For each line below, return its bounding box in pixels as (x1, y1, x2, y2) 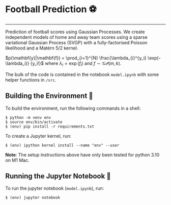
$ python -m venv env (5, 115, 51, 120)
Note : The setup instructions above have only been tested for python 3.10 (5, 151, 159, 158)
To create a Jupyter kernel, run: (5, 133, 71, 139)
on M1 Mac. (5, 157, 30, 163)
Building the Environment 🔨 (5, 92, 93, 100)
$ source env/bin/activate (5, 119, 63, 124)
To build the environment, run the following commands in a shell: (5, 105, 141, 111)
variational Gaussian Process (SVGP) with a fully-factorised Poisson (5, 39, 148, 45)
